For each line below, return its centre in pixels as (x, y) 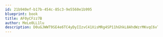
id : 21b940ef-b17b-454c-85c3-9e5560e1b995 (49, 9)
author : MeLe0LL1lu (25, 23)
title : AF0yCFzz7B (24, 18)
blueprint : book (21, 14)
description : (18, 27)
